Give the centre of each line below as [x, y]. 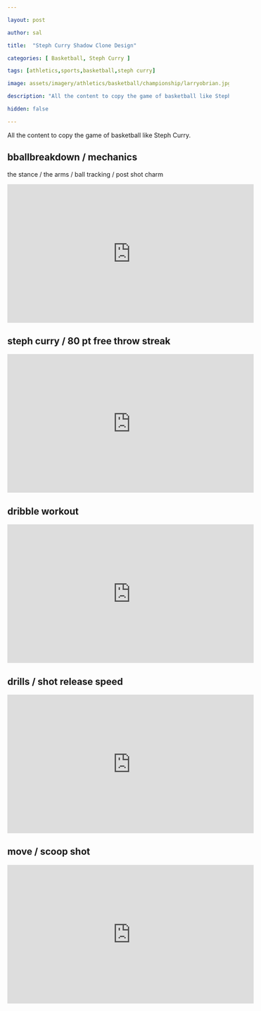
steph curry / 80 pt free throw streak [89, 341]
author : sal [25, 32]
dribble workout [43, 511]
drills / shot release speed [65, 681]
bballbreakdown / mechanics [72, 157]
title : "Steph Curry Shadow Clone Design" [72, 45]
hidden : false [28, 109]
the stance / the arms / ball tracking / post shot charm [85, 174]
